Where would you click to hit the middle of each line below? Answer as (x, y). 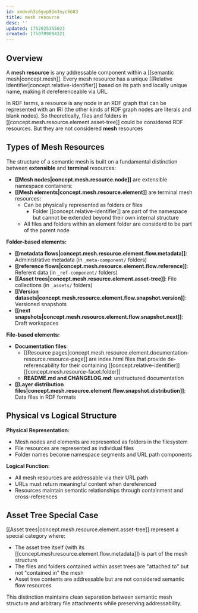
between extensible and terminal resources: (61, 168)
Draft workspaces (37, 323)
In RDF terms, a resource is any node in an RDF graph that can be (86, 103)
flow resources (33, 586)
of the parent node (47, 230)
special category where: (36, 536)
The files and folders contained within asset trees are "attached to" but (102, 566)
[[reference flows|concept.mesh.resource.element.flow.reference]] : (101, 266)
